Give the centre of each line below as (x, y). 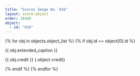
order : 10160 (18, 18)
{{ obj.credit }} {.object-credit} (35, 60)
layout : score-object (27, 14)
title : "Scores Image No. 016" (36, 9)
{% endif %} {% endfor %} (32, 69)
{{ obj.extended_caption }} (31, 51)
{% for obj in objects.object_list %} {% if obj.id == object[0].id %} (70, 41)
